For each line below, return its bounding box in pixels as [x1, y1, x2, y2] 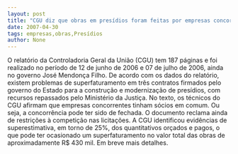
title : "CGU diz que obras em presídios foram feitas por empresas [7, 17, 211, 24]
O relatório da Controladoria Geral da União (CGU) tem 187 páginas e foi [7, 56, 217, 64]
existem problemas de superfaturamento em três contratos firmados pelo [7, 78, 222, 87]
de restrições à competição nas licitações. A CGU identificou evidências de [7, 116, 227, 124]
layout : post [7, 10, 46, 18]
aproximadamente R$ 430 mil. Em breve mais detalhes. [7, 138, 169, 147]
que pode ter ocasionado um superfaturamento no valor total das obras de [7, 131, 225, 140]
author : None [7, 37, 46, 44]
